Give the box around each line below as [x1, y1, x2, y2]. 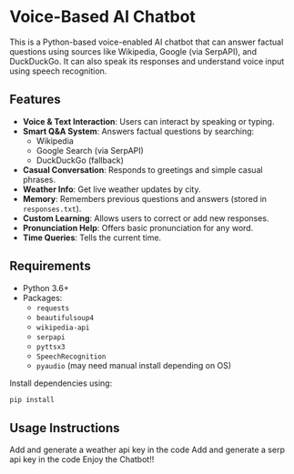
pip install [9, 395, 55, 404]
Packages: [22, 292, 63, 303]
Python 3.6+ [22, 282, 70, 293]
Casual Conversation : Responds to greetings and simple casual [22, 164, 263, 175]
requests [35, 303, 70, 313]
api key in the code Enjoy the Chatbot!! [9, 454, 155, 465]
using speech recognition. [9, 66, 107, 76]
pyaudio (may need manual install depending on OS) [35, 359, 232, 370]
